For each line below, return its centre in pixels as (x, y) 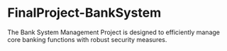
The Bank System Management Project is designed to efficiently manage (114, 32)
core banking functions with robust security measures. (87, 39)
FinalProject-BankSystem (84, 13)
